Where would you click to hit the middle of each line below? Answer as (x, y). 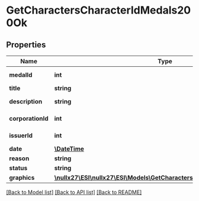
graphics (22, 178)
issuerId (21, 135)
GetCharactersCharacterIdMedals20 (99, 10)
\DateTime (69, 149)
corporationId (29, 119)
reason (19, 158)
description (26, 101)
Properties (26, 45)
